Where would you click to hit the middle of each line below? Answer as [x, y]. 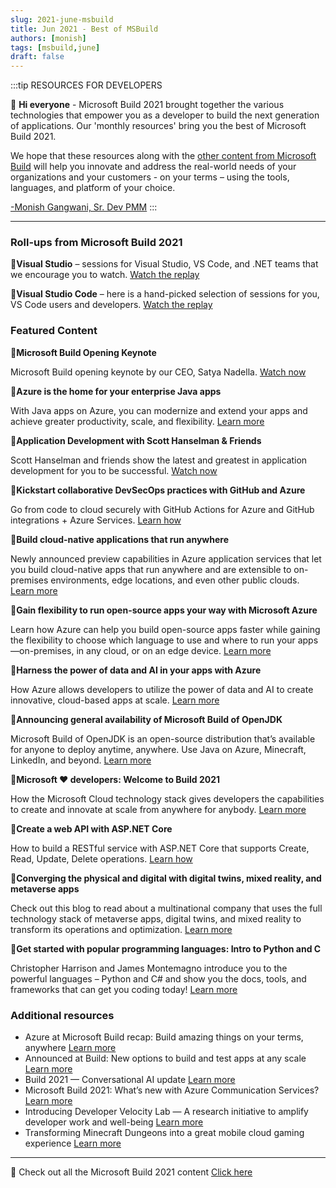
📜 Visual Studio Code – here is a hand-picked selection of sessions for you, [165, 294]
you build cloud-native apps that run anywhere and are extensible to [151, 569]
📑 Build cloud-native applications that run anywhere [119, 539]
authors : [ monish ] [48, 38]
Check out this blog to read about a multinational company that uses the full [166, 908]
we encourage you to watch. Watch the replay [105, 275]
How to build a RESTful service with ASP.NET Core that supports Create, [160, 848]
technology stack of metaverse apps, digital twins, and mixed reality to [156, 918]
